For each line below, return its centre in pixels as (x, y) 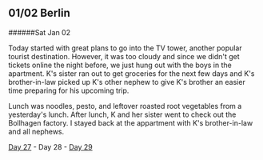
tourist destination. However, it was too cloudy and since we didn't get (124, 56)
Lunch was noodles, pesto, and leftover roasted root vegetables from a (125, 106)
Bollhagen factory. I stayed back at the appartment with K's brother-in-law (131, 122)
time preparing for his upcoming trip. (69, 90)
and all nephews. (36, 131)
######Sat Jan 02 (39, 32)
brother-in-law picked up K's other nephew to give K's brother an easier (127, 82)
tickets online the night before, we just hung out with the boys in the (120, 65)
